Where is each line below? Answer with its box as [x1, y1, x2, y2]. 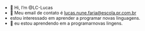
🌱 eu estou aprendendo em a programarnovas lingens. [10, 20, 123, 26]
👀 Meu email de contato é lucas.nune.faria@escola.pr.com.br [10, 10, 136, 16]
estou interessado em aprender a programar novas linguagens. [10, 15, 140, 21]
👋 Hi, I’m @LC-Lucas [10, 5, 53, 10]
